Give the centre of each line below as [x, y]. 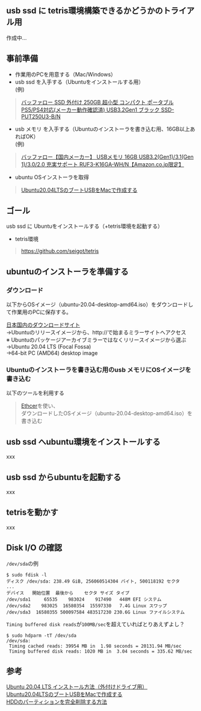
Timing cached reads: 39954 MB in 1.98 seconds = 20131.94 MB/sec [95, 646]
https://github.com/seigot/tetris [60, 251]
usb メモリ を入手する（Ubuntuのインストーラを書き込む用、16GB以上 [103, 129]
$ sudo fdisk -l [26, 575]
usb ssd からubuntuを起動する [64, 477]
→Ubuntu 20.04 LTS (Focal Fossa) [49, 347]
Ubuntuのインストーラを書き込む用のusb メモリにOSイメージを [99, 370]
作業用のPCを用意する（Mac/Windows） [65, 74]
